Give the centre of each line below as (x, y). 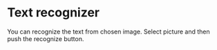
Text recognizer (54, 13)
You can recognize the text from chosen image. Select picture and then (108, 32)
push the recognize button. (46, 38)
